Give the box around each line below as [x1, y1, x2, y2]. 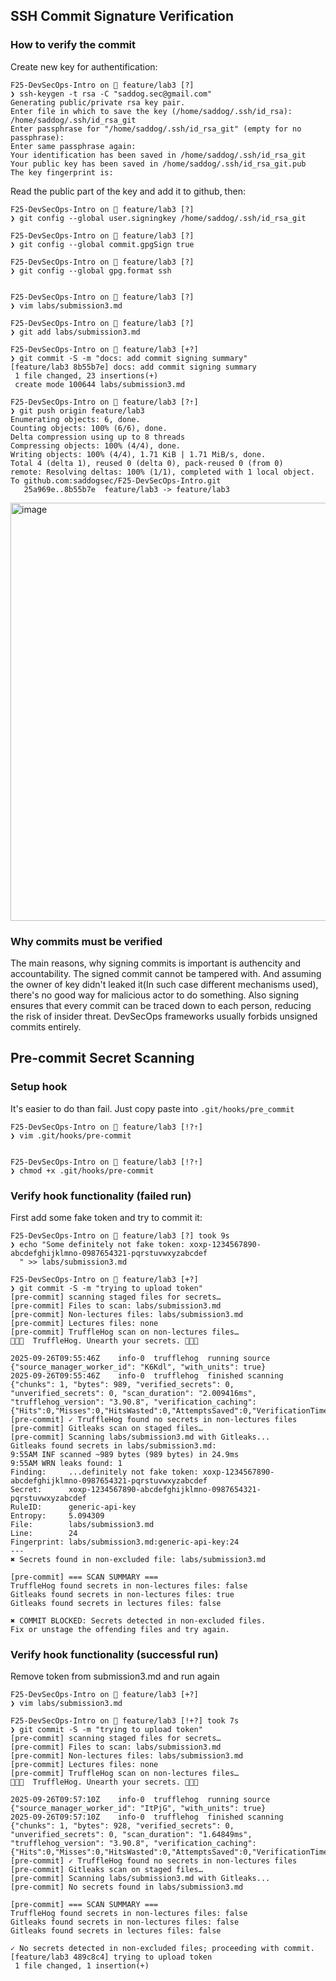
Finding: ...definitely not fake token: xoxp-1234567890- [10, 1467, 275, 1477]
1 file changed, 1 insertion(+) [14, 1961, 150, 1971]
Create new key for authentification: [10, 60, 158, 73]
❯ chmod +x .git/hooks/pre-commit [10, 1165, 155, 1176]
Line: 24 [10, 1528, 78, 1538]
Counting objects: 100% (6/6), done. [10, 423, 168, 433]
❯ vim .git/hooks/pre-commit [10, 1130, 132, 1141]
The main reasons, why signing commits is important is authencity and [10, 957, 302, 969]
